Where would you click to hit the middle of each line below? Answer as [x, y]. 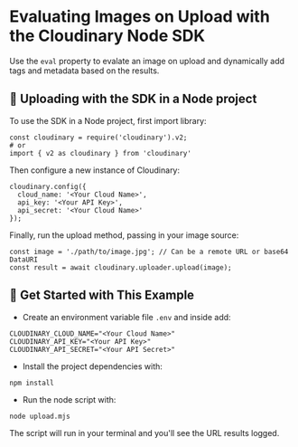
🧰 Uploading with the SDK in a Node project [133, 99]
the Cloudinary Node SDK [107, 36]
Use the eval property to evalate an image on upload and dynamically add [147, 61]
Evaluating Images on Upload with [140, 17]
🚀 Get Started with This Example [102, 295]
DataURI [24, 260]
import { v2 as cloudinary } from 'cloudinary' [101, 153]
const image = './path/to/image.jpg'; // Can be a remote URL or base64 [149, 252]
